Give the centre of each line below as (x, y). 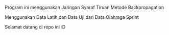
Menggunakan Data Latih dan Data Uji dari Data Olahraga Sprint (72, 17)
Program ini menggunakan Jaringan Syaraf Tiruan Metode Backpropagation (84, 7)
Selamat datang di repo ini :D (35, 27)
